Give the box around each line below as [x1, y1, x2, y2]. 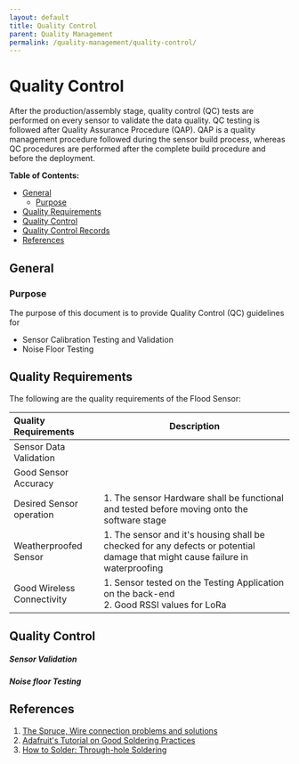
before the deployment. [9, 153, 95, 164]
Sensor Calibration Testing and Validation [21, 334, 174, 345]
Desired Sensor [13, 497, 78, 509]
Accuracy [13, 477, 54, 490]
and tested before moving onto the [103, 502, 249, 515]
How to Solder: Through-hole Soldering [21, 744, 167, 755]
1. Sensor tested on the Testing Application [103, 576, 285, 589]
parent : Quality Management [9, 29, 114, 38]
